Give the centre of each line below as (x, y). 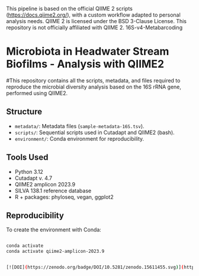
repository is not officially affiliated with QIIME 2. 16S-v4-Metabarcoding (94, 27)
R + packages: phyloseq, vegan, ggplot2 (64, 197)
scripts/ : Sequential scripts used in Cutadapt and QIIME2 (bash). (94, 132)
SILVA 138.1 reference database (53, 191)
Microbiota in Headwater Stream (88, 51)
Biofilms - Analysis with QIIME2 (85, 64)
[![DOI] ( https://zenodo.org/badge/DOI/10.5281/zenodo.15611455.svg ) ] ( (95, 267)
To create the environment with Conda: (54, 230)
